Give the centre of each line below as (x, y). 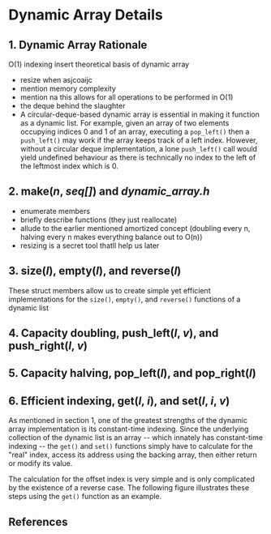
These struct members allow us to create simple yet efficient (110, 290)
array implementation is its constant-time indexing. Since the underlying (129, 429)
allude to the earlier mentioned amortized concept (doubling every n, (135, 228)
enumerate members (55, 211)
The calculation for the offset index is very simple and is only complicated (132, 479)
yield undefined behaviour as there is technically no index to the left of (138, 157)
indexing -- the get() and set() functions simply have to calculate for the (131, 446)
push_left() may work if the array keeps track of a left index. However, (139, 140)
